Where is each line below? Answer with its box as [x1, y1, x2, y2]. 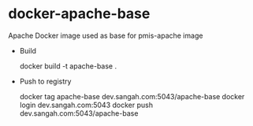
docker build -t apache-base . [19, 61, 117, 71]
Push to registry [19, 76, 72, 86]
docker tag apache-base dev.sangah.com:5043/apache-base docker [19, 91, 245, 101]
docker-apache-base [8, 5, 151, 23]
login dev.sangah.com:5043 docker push [19, 100, 154, 109]
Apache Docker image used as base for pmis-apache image [8, 31, 203, 40]
